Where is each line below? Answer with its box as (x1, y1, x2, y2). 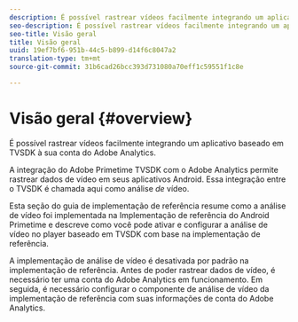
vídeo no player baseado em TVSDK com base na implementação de (9, 228, 261, 240)
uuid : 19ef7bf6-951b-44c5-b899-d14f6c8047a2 (9, 46, 176, 55)
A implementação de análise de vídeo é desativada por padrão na (9, 255, 249, 266)
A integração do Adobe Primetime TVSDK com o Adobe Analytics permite (9, 164, 279, 175)
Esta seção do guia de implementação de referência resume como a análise (9, 200, 286, 211)
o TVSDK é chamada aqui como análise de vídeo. (9, 183, 190, 193)
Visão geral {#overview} (9, 108, 193, 129)
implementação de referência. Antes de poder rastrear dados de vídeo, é (9, 264, 276, 275)
